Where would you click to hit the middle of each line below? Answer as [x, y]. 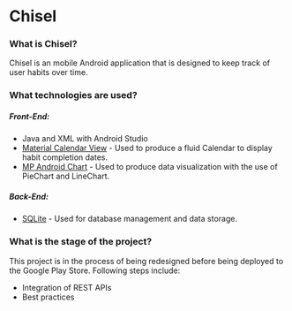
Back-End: [29, 196]
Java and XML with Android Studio [85, 139]
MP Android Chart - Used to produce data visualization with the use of [150, 167]
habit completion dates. [65, 157]
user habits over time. [49, 72]
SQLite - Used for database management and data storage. [130, 219]
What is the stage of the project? [81, 242]
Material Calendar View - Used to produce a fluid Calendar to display [147, 148]
